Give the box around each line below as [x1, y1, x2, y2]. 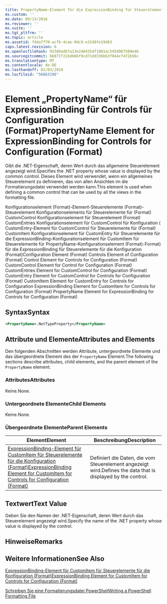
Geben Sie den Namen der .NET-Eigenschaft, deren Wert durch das [5, 513, 144, 518]
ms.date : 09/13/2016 [5, 16, 48, 21]
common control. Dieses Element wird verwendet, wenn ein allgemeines [5, 173, 153, 179]
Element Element [26, 437, 67, 444]
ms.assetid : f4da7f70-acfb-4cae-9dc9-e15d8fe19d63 [5, 40, 112, 45]
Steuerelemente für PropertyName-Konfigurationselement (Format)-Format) [5, 241, 161, 247]
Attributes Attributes [5, 376, 55, 383]
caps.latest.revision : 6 [5, 44, 57, 49]
